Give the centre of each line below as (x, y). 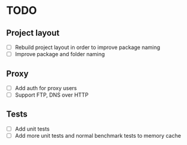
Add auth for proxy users (46, 88)
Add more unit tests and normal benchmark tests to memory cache (98, 135)
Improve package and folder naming (60, 54)
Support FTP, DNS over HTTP (52, 95)
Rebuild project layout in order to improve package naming (87, 47)
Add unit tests (32, 129)
